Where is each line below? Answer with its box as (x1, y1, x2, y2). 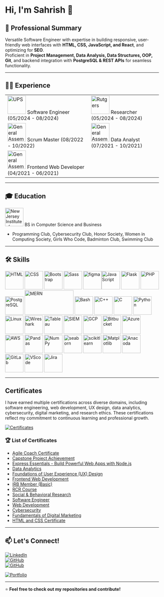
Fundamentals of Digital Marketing (12, 512, 82, 518)
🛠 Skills (5, 256, 30, 264)
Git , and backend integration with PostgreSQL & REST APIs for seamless (5, 58, 152, 63)
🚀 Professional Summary (5, 24, 82, 32)
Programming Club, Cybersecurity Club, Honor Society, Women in (12, 231, 145, 237)
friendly (5, 42, 21, 48)
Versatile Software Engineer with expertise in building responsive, (5, 37, 138, 42)
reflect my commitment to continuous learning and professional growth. (5, 415, 149, 421)
